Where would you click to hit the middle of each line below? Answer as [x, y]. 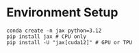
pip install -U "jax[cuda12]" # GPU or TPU [69, 42]
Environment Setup [62, 13]
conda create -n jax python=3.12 [54, 31]
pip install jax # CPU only [47, 36]
